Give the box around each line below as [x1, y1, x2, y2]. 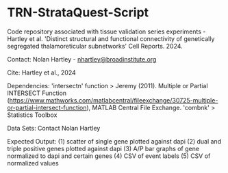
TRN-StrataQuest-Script [7, 5, 149, 21]
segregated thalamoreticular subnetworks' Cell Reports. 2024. [7, 42, 183, 50]
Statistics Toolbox [7, 111, 58, 119]
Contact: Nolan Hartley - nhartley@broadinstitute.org [7, 55, 157, 63]
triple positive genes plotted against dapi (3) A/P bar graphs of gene [7, 144, 200, 152]
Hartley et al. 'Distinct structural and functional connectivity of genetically [7, 34, 215, 42]
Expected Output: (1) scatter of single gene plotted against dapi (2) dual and [7, 137, 221, 145]
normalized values [7, 159, 60, 167]
